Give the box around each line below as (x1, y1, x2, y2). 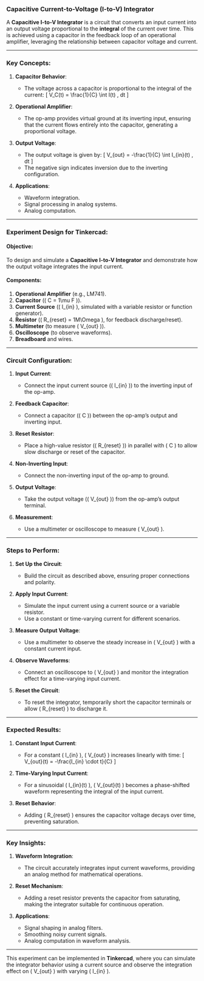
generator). (15, 309, 44, 317)
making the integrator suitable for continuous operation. (24, 901, 164, 908)
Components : (6, 277, 42, 284)
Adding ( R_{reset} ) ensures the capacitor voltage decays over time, (24, 811, 196, 819)
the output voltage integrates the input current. (6, 263, 124, 270)
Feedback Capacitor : (15, 400, 69, 407)
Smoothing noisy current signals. (24, 931, 107, 938)
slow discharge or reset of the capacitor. (24, 449, 126, 456)
